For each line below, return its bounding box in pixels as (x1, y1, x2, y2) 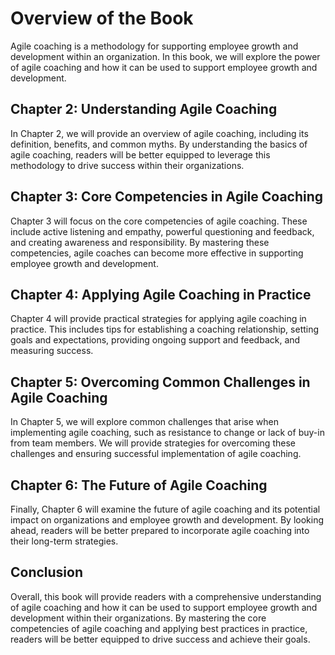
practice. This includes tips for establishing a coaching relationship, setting (10, 323, 320, 336)
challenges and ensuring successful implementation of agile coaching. (10, 448, 302, 460)
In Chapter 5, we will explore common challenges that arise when (10, 416, 279, 428)
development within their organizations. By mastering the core (10, 612, 267, 624)
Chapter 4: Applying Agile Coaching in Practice (10, 286, 312, 303)
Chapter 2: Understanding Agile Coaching (10, 101, 278, 118)
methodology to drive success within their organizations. (10, 159, 245, 171)
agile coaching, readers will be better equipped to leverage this (10, 148, 271, 161)
